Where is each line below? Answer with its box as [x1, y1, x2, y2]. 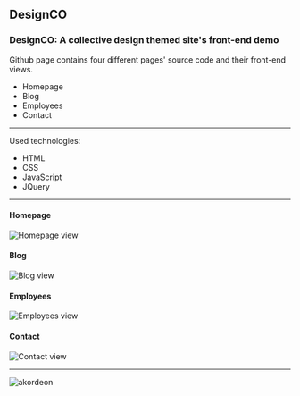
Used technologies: [9, 135, 81, 146]
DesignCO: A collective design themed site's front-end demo [9, 34, 279, 46]
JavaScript [21, 172, 62, 182]
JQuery [21, 181, 51, 191]
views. [9, 63, 34, 74]
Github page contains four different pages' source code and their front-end [9, 54, 287, 65]
